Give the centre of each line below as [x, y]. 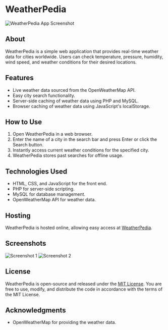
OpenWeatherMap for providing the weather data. [64, 322]
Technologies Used [36, 171]
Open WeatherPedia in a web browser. [52, 134]
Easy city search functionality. [44, 95]
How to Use [24, 122]
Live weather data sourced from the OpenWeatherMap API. [74, 90]
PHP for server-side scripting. [43, 189]
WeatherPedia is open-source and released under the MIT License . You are [83, 284]
